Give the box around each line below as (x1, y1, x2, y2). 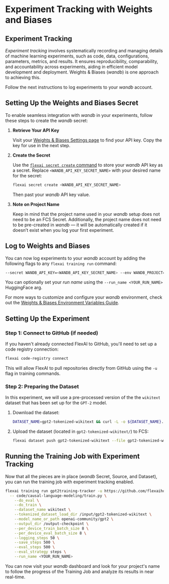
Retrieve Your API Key (12, 127, 59, 133)
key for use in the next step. (12, 142, 70, 148)
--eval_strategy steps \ (14, 549, 66, 555)
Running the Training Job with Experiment (5, 452, 140, 461)
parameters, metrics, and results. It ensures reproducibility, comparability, (5, 58, 158, 64)
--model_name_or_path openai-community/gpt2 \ (14, 516, 114, 522)
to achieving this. (5, 75, 41, 80)
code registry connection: (5, 346, 59, 352)
